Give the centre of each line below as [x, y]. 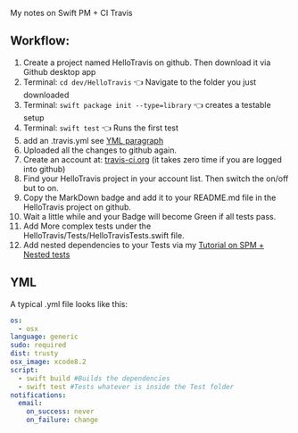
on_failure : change [62, 420]
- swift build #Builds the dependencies [94, 379]
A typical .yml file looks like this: [69, 304]
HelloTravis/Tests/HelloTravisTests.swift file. [104, 235]
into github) [44, 169]
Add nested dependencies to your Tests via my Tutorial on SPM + [144, 245]
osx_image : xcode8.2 [49, 362]
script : [25, 370]
